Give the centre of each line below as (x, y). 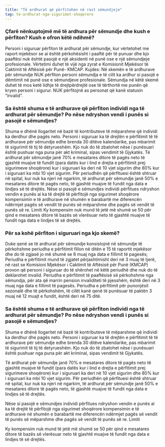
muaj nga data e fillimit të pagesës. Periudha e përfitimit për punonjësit (77, 286)
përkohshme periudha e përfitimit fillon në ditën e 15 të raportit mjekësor (78, 249)
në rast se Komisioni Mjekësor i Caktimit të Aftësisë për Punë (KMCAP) (77, 265)
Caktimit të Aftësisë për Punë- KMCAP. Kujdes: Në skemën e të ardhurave (80, 69)
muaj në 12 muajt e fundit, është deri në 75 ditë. (53, 296)
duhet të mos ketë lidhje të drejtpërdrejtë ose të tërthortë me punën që (77, 85)
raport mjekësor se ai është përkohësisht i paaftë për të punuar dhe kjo (77, 53)
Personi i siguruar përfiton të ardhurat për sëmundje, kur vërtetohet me (77, 48)
